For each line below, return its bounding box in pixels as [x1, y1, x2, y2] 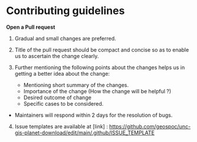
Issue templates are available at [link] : [14, 123, 108, 130]
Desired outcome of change [23, 94, 91, 101]
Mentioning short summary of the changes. [23, 81, 129, 89]
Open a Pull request [6, 23, 55, 31]
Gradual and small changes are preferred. [14, 35, 116, 42]
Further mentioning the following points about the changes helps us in [14, 63, 185, 71]
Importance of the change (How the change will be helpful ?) [23, 87, 172, 94]
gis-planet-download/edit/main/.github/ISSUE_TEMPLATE [14, 129, 155, 136]
